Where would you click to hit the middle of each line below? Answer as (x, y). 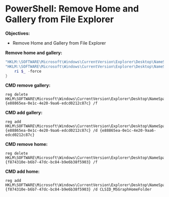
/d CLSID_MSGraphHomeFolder (122, 189)
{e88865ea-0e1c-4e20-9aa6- (128, 131)
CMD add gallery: (24, 113)
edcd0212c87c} (20, 135)
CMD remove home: (26, 144)
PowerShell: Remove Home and (72, 9)
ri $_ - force (28, 71)
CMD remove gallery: (28, 85)
